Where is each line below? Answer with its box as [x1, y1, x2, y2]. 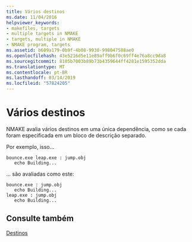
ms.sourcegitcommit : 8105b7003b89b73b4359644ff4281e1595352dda [6, 58, 166, 64]
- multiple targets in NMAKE [6, 31, 78, 37]
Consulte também [6, 214, 74, 224]
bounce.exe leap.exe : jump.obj [6, 155, 86, 161]
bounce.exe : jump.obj [6, 181, 62, 187]
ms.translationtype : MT [6, 63, 65, 70]
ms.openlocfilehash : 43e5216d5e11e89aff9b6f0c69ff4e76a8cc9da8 [6, 53, 166, 59]
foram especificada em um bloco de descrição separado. [6, 132, 147, 139]
